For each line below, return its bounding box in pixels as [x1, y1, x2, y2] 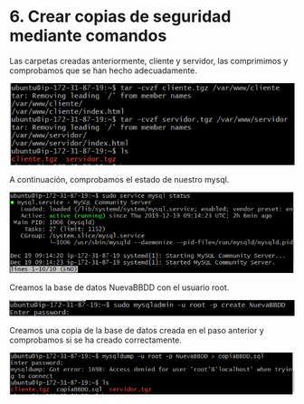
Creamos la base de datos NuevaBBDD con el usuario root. [9, 282, 230, 293]
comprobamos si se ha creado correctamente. [9, 334, 183, 345]
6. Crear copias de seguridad [9, 6, 232, 27]
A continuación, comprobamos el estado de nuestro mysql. [9, 174, 230, 184]
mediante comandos [9, 25, 167, 46]
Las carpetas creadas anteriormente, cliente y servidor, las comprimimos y [9, 55, 289, 66]
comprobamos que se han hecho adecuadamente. [9, 65, 197, 76]
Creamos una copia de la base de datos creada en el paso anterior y [9, 325, 264, 336]
